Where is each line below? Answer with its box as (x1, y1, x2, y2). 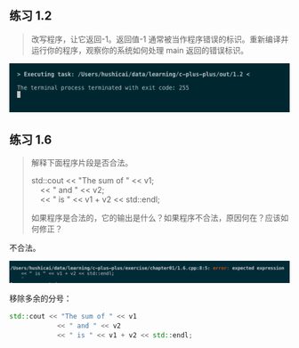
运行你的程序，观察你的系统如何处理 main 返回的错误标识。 (30, 45, 249, 55)
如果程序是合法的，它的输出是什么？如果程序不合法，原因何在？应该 (30, 212, 281, 223)
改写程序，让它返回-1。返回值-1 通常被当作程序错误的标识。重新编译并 (30, 34, 289, 45)
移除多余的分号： (9, 293, 72, 304)
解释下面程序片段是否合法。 (30, 157, 133, 167)
